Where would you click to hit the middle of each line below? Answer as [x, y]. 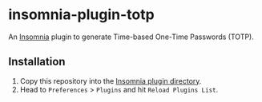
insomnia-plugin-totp [81, 15]
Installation [37, 62]
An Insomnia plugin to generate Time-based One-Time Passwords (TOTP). [131, 37]
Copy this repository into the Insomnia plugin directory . [111, 80]
